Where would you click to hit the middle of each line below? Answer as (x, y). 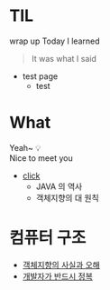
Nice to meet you (41, 158)
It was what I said (64, 58)
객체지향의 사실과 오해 (61, 265)
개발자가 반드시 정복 (57, 276)
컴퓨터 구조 (48, 238)
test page (40, 76)
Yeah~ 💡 (25, 147)
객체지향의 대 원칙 (67, 197)
